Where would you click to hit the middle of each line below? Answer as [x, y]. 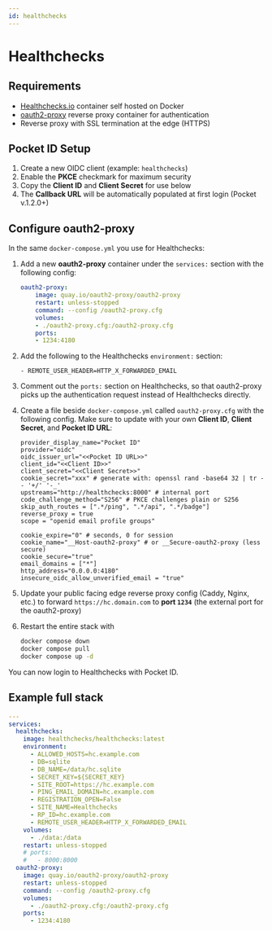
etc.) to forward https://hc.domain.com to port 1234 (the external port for [142, 602]
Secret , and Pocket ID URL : [66, 428]
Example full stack [56, 698]
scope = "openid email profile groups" [88, 521]
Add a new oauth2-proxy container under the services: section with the [142, 264]
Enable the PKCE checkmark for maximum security [106, 177]
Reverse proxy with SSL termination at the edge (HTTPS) [115, 123]
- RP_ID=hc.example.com [70, 815]
